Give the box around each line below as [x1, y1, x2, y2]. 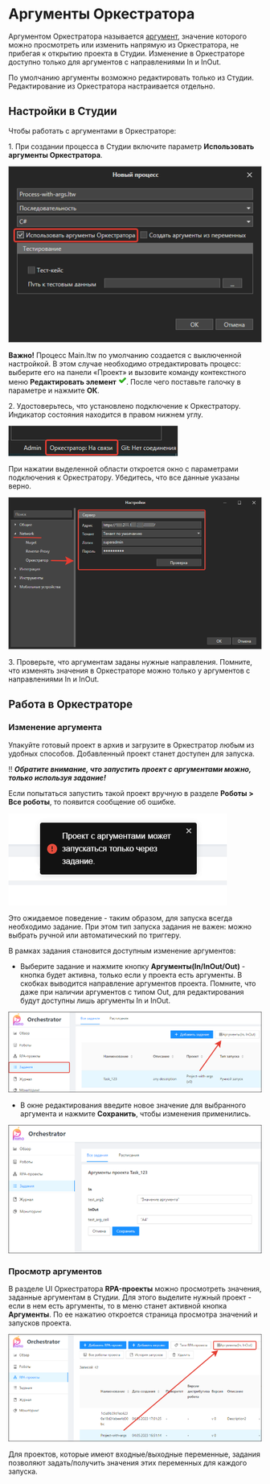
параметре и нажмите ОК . [8, 385, 100, 395]
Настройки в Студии [8, 105, 117, 118]
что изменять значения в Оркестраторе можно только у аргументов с [8, 666, 251, 676]
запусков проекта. [8, 1317, 72, 1328]
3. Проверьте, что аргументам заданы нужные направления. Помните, [8, 657, 253, 667]
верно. [8, 480, 32, 491]
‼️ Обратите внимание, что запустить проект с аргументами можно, [8, 764, 252, 773]
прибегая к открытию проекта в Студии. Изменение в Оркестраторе [8, 48, 245, 58]
